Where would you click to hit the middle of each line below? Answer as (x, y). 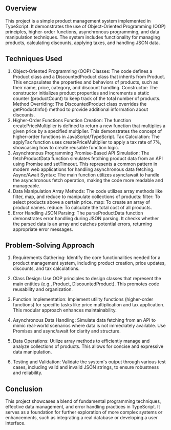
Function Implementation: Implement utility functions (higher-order (83, 299)
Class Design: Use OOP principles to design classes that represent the (87, 279)
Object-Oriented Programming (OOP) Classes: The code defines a (82, 71)
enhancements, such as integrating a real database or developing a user (81, 418)
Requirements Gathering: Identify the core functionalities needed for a (87, 258)
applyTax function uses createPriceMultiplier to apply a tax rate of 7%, (87, 142)
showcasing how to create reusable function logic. (66, 147)
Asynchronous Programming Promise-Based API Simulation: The (81, 153)
